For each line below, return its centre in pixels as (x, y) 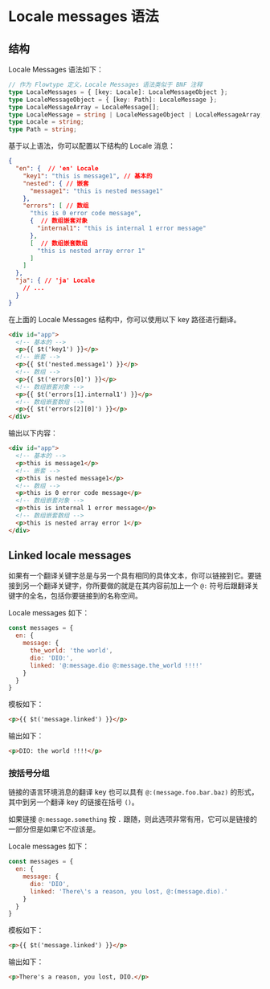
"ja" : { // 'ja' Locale (55, 281)
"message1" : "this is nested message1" (96, 191)
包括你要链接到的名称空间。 (96, 596)
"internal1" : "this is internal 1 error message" (122, 228)
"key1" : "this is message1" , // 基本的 (88, 176)
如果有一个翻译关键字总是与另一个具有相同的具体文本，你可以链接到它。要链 (135, 576)
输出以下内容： (33, 433)
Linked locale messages (70, 556)
